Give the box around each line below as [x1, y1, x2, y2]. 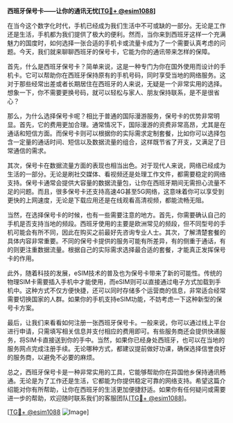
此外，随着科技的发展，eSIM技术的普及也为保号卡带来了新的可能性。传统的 [7, 269, 223, 277]
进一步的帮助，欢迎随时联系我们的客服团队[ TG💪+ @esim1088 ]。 [7, 394, 191, 402]
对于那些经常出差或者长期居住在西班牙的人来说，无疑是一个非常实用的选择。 [7, 80, 226, 88]
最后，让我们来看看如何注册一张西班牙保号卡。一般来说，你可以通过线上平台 [7, 319, 226, 326]
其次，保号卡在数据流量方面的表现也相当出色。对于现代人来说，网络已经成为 [7, 161, 226, 169]
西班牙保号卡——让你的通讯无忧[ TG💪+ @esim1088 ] [7, 7, 156, 15]
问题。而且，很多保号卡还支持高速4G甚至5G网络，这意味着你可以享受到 [19, 188, 225, 195]
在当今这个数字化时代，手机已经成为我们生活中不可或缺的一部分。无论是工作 [7, 22, 226, 30]
